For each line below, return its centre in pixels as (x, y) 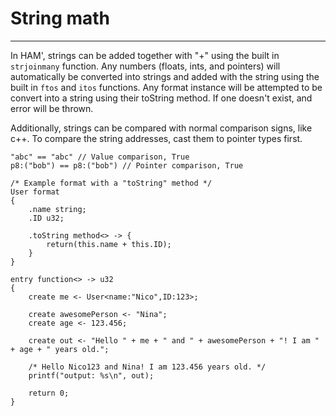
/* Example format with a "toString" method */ (111, 183)
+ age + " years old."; (60, 349)
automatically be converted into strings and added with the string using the (165, 76)
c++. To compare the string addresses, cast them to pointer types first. (156, 138)
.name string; (57, 209)
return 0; (49, 393)
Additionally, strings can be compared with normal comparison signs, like (161, 128)
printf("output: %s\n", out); (91, 375)
